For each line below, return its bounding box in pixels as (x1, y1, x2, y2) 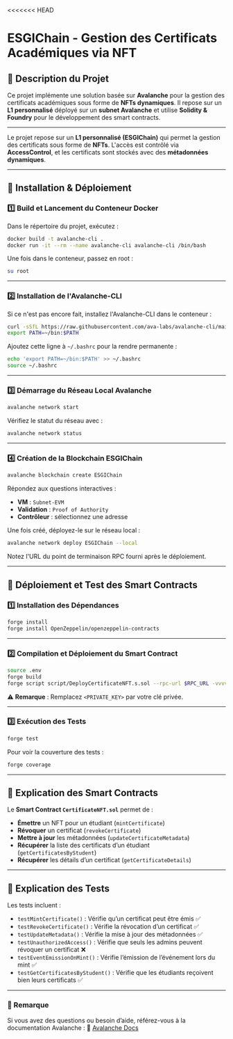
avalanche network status (7, 430, 82, 437)
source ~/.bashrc (7, 362, 58, 370)
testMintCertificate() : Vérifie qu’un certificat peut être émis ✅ (17, 914, 201, 923)
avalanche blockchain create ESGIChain (7, 472, 123, 479)
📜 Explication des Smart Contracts (7, 787, 158, 799)
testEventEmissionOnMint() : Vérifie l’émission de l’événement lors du (17, 953, 216, 962)
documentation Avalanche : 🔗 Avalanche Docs (7, 1023, 139, 1032)
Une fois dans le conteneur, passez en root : (7, 254, 134, 263)
